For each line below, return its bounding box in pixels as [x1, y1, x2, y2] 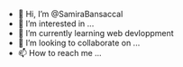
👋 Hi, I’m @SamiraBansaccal [17, 9, 124, 19]
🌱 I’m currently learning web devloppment [17, 28, 174, 38]
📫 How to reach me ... [17, 48, 102, 58]
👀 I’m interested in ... [17, 18, 95, 29]
